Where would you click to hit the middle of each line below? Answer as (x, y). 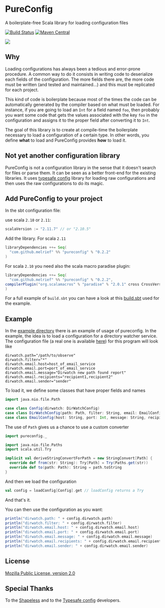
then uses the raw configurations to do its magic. (55, 183)
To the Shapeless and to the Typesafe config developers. (63, 600)
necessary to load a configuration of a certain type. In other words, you (77, 135)
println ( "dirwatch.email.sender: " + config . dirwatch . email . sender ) (77, 546)
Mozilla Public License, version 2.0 (40, 573)
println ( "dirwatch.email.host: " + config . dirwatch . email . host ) (72, 528)
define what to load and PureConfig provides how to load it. (66, 140)
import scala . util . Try (28, 449)
